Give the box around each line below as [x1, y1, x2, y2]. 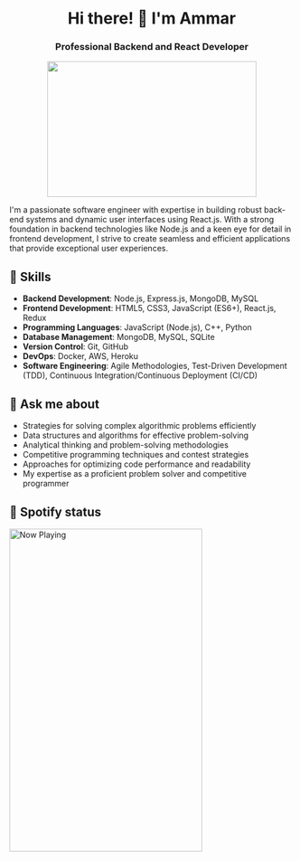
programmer [22, 478, 70, 489]
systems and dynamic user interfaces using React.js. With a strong [25, 214, 274, 225]
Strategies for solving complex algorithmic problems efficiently [22, 421, 257, 431]
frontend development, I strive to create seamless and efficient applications [9, 233, 291, 244]
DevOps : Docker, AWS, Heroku [22, 351, 138, 362]
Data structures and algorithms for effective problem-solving [22, 430, 249, 441]
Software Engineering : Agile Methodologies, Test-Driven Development [22, 361, 287, 372]
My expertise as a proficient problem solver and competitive [22, 468, 247, 479]
